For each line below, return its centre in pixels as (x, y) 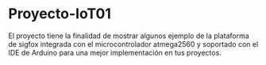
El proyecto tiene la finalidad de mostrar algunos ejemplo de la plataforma (129, 36)
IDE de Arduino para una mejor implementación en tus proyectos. (115, 52)
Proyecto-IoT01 (60, 14)
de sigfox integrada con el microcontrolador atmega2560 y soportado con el (133, 44)
